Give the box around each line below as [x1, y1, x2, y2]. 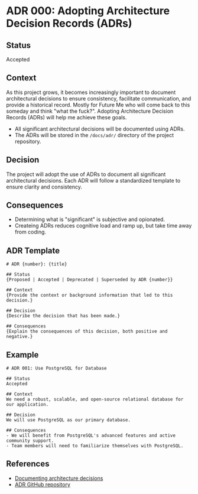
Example [6, 350, 39, 360]
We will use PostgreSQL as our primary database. [6, 417, 131, 423]
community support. [6, 438, 54, 444]
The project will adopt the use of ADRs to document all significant [6, 170, 166, 178]
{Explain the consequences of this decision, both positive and [6, 329, 168, 334]
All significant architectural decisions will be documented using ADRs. [14, 125, 185, 132]
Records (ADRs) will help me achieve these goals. [6, 113, 127, 121]
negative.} [6, 334, 33, 340]
